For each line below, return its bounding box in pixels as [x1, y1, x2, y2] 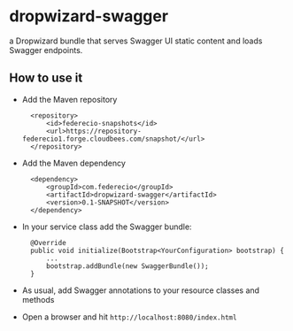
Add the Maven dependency [21, 158, 127, 168]
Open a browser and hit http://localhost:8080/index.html [21, 312, 237, 322]
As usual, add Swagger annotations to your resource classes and [21, 285, 259, 296]
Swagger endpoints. [9, 44, 83, 55]
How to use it [9, 71, 83, 86]
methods [21, 294, 55, 304]
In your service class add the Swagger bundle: [21, 221, 192, 232]
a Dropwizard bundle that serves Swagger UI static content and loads [9, 35, 263, 46]
